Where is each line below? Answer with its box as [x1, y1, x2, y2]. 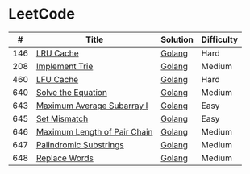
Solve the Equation [35, 86, 107, 97]
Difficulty [201, 34, 239, 45]
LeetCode [8, 5, 75, 23]
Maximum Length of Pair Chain [35, 126, 153, 137]
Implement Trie [35, 60, 94, 72]
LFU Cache [35, 73, 79, 85]
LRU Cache [35, 48, 79, 59]
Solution [160, 34, 194, 45]
